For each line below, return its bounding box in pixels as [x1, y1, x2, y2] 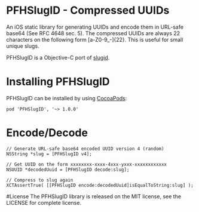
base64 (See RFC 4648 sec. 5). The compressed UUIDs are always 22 [6, 29, 180, 36]
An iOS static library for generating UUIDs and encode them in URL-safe [6, 23, 184, 30]
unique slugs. [6, 42, 39, 50]
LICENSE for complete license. [6, 199, 82, 206]
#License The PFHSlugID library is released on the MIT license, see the [6, 192, 181, 200]
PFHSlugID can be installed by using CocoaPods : [6, 94, 127, 102]
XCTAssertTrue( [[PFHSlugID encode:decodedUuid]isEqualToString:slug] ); [6, 182, 194, 188]
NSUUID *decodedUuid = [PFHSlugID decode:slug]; [6, 167, 130, 173]
